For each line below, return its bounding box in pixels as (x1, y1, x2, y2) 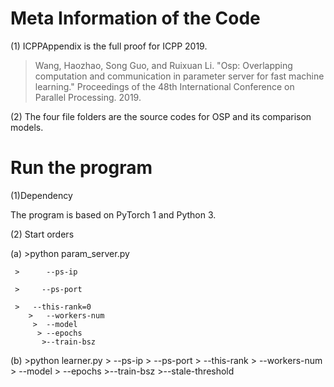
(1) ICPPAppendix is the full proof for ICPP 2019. (10, 40, 208, 52)
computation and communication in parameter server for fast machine (34, 70, 325, 82)
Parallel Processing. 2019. (34, 91, 142, 103)
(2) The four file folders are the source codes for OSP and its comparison (10, 110, 312, 122)
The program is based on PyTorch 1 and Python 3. (10, 208, 217, 221)
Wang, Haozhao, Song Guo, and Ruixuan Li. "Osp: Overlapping (34, 59, 293, 71)
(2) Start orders (10, 228, 75, 240)
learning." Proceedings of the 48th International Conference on (34, 80, 295, 92)
